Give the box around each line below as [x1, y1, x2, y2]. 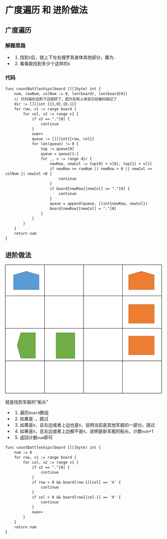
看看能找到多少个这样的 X [19, 60, 71, 66]
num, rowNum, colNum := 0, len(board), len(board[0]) [14, 92, 128, 97]
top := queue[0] [40, 146, 75, 152]
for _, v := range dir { [40, 156, 92, 162]
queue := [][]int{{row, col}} [31, 136, 94, 142]
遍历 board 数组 [19, 410, 49, 416]
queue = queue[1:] [40, 151, 79, 157]
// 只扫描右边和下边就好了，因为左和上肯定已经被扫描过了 [14, 97, 117, 102]
